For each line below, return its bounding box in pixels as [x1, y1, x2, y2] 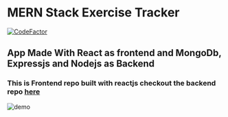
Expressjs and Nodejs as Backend [7, 58, 155, 70]
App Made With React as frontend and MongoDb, [7, 47, 222, 59]
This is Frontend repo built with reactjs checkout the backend [7, 79, 216, 88]
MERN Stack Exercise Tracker [7, 5, 180, 21]
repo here [7, 87, 41, 96]
